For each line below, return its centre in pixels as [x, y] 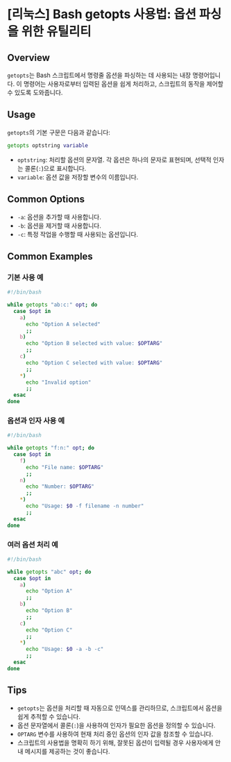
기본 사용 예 [25, 277]
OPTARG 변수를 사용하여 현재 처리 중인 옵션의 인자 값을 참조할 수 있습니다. [115, 734]
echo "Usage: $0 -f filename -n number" [85, 506]
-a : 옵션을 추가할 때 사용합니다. [59, 217]
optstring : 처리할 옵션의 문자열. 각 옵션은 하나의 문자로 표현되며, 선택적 [114, 160]
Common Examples [50, 256]
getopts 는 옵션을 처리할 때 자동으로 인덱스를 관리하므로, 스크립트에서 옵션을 [120, 708]
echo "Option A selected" [63, 324]
